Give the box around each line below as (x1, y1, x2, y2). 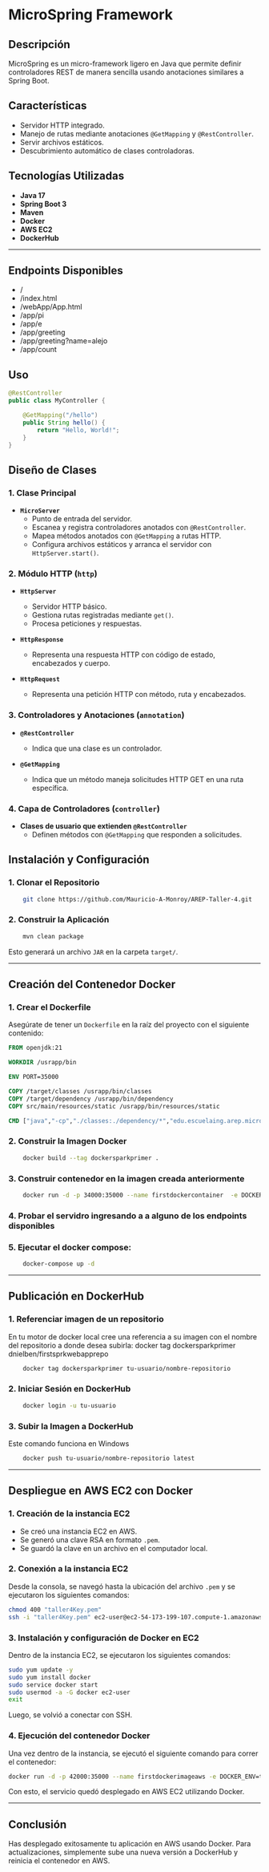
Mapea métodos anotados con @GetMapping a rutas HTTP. (31, 531, 222, 541)
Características (8, 99, 87, 113)
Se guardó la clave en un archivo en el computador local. (19, 1543, 208, 1553)
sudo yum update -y (8, 1666, 74, 1674)
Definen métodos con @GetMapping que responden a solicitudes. (31, 829, 243, 839)
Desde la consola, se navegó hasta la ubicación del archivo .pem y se (8, 1582, 236, 1591)
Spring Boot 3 (19, 199, 67, 209)
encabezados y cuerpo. (31, 658, 110, 668)
